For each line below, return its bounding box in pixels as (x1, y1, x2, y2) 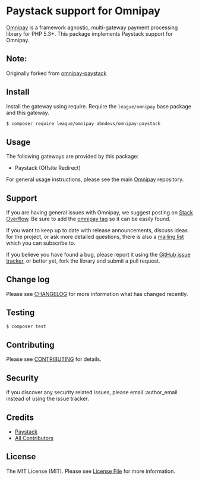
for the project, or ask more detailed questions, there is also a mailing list (6, 233, 184, 241)
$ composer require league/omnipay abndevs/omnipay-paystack (6, 120, 161, 126)
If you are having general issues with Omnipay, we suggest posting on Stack (6, 209, 193, 216)
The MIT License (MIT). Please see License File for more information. (6, 467, 175, 475)
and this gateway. (6, 109, 49, 116)
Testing (6, 308, 35, 318)
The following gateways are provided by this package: (6, 153, 139, 160)
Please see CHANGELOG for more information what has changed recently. (6, 290, 188, 297)
